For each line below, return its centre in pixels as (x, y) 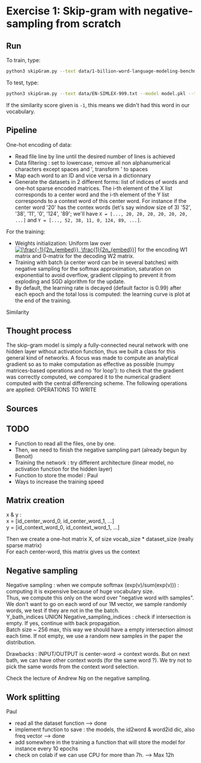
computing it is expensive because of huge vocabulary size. (80, 592)
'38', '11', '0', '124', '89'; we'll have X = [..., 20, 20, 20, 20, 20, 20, (101, 213)
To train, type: (23, 60)
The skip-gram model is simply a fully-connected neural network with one (97, 345)
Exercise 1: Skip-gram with (74, 11)
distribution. (21, 643)
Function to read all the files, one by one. (65, 443)
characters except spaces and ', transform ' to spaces (81, 169)
